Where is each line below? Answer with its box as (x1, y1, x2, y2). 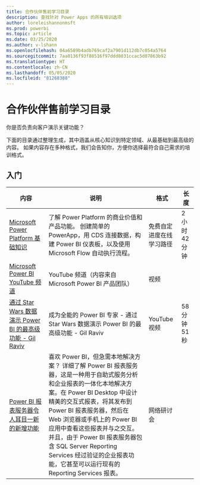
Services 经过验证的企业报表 (48, 451, 129, 459)
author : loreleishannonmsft (6, 20, 76, 26)
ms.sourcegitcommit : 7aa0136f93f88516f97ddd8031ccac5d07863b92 (6, 53, 167, 59)
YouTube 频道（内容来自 (48, 270, 117, 279)
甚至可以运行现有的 (66, 460, 121, 468)
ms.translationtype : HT (6, 58, 65, 64)
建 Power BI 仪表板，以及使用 (48, 240, 131, 248)
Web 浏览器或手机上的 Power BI (48, 415, 137, 424)
